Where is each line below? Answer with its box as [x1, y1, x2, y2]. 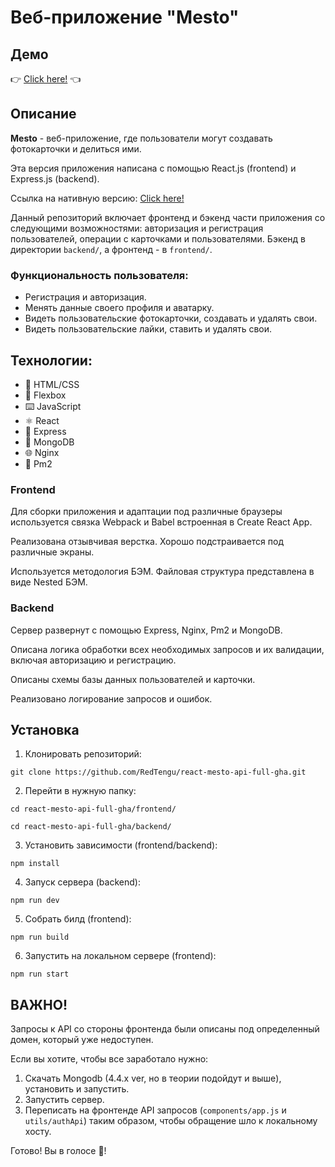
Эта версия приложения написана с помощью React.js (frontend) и [10, 162, 297, 174]
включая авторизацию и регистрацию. [10, 654, 177, 666]
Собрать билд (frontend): [24, 913, 132, 925]
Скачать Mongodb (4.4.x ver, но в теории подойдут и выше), [24, 1072, 282, 1085]
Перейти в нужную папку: [24, 785, 137, 797]
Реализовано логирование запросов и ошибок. [10, 692, 213, 705]
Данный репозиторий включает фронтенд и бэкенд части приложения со [10, 211, 326, 223]
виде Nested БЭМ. [10, 576, 88, 588]
